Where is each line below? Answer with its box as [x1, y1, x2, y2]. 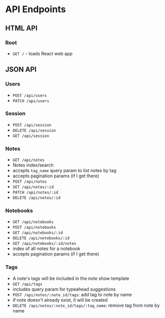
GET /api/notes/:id [12, 184, 54, 190]
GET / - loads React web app [12, 50, 72, 56]
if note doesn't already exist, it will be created [12, 297, 108, 303]
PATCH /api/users [12, 98, 50, 104]
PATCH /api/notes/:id [12, 190, 58, 195]
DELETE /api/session [12, 128, 56, 133]
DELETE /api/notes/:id [12, 196, 61, 201]
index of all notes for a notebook [12, 245, 80, 252]
